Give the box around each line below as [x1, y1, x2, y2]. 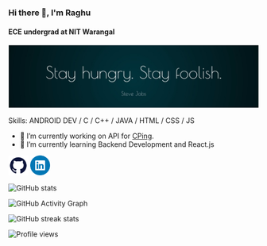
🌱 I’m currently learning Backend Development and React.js [19, 140, 215, 149]
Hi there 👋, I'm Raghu [8, 7, 91, 18]
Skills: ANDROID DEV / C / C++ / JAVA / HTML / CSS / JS [8, 116, 195, 125]
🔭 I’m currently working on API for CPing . [19, 131, 155, 141]
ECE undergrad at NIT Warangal [8, 27, 115, 37]
